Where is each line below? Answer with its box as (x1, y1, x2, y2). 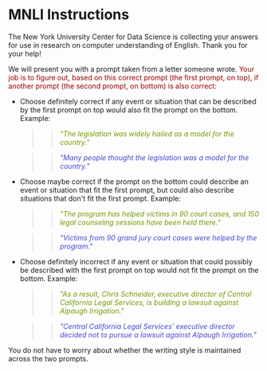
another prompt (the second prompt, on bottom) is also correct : (8, 81, 217, 91)
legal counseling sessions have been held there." (59, 217, 221, 227)
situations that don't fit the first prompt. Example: (19, 193, 181, 203)
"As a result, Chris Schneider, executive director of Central (59, 289, 252, 299)
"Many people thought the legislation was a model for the (59, 153, 249, 162)
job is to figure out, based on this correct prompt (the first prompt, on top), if (8, 72, 259, 82)
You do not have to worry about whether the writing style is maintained (8, 345, 241, 355)
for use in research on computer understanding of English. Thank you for (8, 40, 249, 49)
